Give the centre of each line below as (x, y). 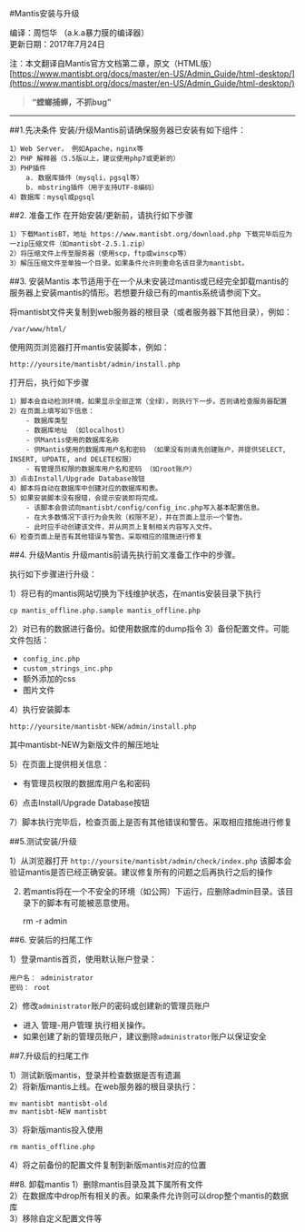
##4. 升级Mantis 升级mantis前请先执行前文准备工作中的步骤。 (125, 555)
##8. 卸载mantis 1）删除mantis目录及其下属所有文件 (107, 1184)
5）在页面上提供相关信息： (60, 764)
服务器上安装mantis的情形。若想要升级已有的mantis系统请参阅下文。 (138, 293)
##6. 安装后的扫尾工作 (51, 939)
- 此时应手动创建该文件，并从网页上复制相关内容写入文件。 (121, 527)
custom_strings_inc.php (68, 669)
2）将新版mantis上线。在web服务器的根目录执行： (104, 1086)
